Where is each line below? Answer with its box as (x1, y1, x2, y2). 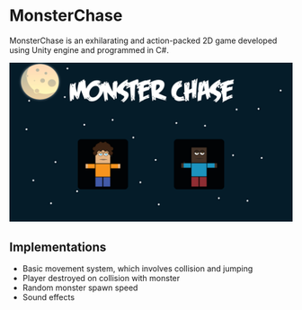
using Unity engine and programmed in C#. (9, 44, 169, 55)
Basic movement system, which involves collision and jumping (22, 263, 253, 274)
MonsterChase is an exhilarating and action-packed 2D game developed (9, 35, 278, 46)
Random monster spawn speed (22, 282, 138, 293)
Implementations (9, 239, 107, 254)
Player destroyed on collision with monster (22, 273, 181, 284)
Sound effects (22, 292, 75, 303)
